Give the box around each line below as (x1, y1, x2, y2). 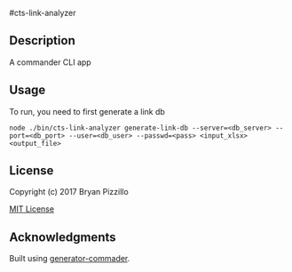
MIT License (9, 204, 55, 214)
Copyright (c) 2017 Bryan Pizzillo (9, 187, 129, 197)
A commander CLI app (9, 57, 91, 68)
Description (9, 33, 75, 48)
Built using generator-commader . (9, 253, 130, 264)
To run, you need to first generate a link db (9, 106, 166, 116)
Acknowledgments (9, 229, 117, 244)
